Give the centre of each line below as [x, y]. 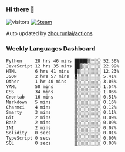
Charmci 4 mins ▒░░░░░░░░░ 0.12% [61, 107]
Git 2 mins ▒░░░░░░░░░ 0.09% [61, 117]
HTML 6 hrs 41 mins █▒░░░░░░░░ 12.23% [62, 71]
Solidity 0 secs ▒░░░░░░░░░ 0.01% [61, 133]
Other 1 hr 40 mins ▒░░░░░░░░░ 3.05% [61, 82]
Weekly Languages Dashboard [51, 49]
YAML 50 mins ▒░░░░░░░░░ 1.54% [61, 87]
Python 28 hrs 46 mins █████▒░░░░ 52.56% [62, 61]
